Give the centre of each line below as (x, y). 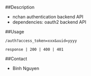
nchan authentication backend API (48, 17)
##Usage (15, 32)
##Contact (16, 59)
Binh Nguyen (26, 68)
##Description (20, 7)
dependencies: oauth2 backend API (49, 22)
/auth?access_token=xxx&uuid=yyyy (41, 41)
